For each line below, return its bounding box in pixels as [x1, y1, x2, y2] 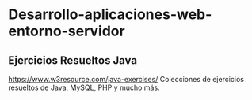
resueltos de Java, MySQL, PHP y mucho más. [8, 83, 160, 92]
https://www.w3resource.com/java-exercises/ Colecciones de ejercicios [8, 75, 244, 83]
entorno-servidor [8, 22, 125, 40]
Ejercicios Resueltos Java [8, 54, 137, 67]
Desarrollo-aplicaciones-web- [8, 6, 212, 24]
